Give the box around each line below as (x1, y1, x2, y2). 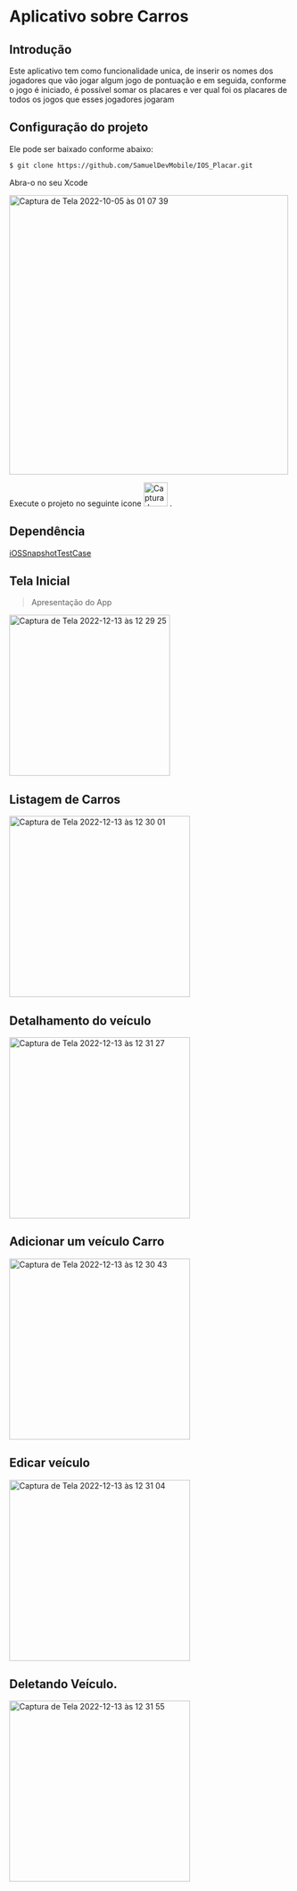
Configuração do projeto (9, 120, 149, 135)
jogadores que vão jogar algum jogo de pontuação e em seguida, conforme (9, 75, 287, 86)
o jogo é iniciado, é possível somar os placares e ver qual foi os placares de (9, 85, 288, 95)
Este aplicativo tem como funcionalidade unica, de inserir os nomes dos (9, 65, 274, 76)
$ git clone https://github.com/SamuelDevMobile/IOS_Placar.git (9, 161, 253, 170)
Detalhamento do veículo (9, 1013, 152, 1028)
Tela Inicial (9, 573, 70, 588)
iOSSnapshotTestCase (9, 547, 92, 558)
